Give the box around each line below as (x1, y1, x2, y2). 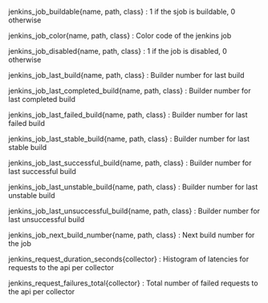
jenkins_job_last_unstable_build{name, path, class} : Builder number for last (8, 182, 258, 192)
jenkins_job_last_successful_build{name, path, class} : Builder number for (8, 158, 252, 168)
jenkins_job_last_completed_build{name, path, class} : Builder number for (8, 86, 251, 95)
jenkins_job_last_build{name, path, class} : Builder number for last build (8, 71, 245, 79)
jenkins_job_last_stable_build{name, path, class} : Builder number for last (8, 134, 250, 143)
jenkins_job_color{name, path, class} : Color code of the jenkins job (8, 31, 232, 40)
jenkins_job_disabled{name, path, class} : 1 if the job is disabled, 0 (8, 46, 227, 55)
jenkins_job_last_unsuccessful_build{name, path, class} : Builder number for (8, 206, 261, 216)
